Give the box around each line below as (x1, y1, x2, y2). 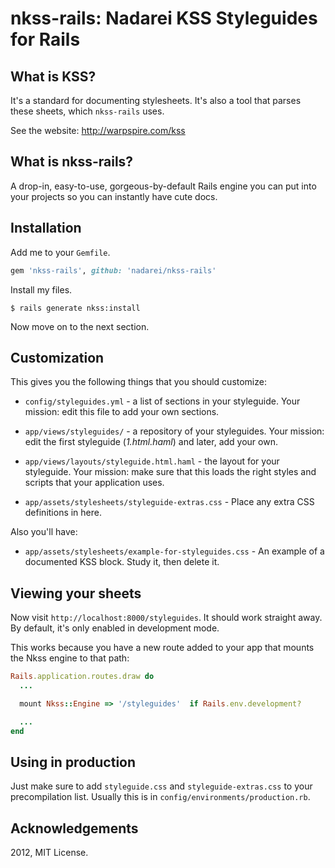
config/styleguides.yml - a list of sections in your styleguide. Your (24, 395, 301, 407)
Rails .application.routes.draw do (10, 672, 155, 682)
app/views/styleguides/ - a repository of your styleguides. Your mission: (24, 425, 325, 437)
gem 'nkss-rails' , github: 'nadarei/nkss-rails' (10, 265, 217, 276)
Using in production (10, 753, 137, 771)
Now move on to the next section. (10, 320, 150, 332)
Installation (10, 220, 82, 237)
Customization (10, 349, 105, 366)
